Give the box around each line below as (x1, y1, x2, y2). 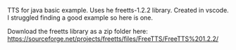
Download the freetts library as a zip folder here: (7, 27, 148, 35)
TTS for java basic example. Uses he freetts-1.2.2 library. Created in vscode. (7, 6, 229, 14)
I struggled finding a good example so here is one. (7, 13, 154, 22)
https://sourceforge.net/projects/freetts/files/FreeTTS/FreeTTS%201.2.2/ (7, 35, 219, 43)
